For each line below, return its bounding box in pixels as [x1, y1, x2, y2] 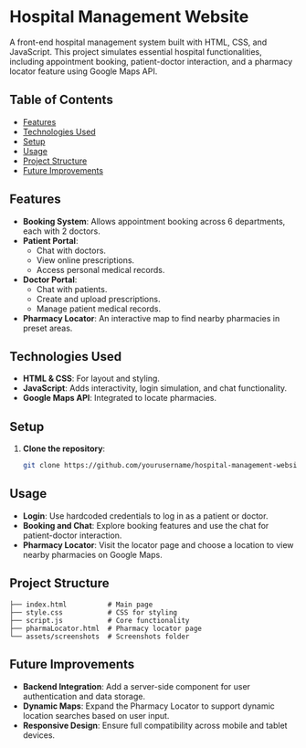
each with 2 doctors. [22, 226, 100, 237]
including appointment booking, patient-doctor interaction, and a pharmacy [9, 56, 293, 67]
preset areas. [22, 322, 73, 333]
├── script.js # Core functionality [9, 616, 190, 625]
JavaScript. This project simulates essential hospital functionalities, [9, 46, 262, 57]
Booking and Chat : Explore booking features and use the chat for [22, 520, 269, 531]
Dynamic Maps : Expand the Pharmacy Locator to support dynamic [22, 701, 276, 711]
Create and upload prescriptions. [36, 293, 161, 304]
